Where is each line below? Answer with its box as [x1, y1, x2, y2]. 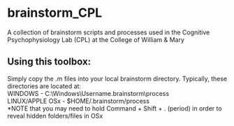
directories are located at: [7, 82, 82, 90]
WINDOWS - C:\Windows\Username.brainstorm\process [7, 89, 170, 97]
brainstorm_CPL [7, 5, 103, 21]
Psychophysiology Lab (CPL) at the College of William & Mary [7, 35, 185, 43]
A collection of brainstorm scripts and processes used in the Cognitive [7, 28, 210, 36]
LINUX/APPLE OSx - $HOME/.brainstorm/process [7, 97, 150, 105]
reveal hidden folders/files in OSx [7, 111, 103, 120]
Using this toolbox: [7, 56, 92, 68]
